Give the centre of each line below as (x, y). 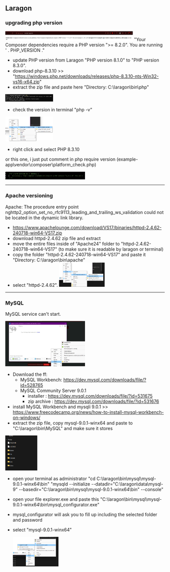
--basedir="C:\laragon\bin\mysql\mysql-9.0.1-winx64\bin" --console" (91, 489)
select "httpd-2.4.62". (35, 285)
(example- (127, 159)
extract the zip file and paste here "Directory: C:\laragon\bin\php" (81, 87)
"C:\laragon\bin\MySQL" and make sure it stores (62, 428)
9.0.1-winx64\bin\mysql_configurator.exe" (56, 504)
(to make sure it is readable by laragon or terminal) (111, 249)
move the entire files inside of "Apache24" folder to (66, 244)
